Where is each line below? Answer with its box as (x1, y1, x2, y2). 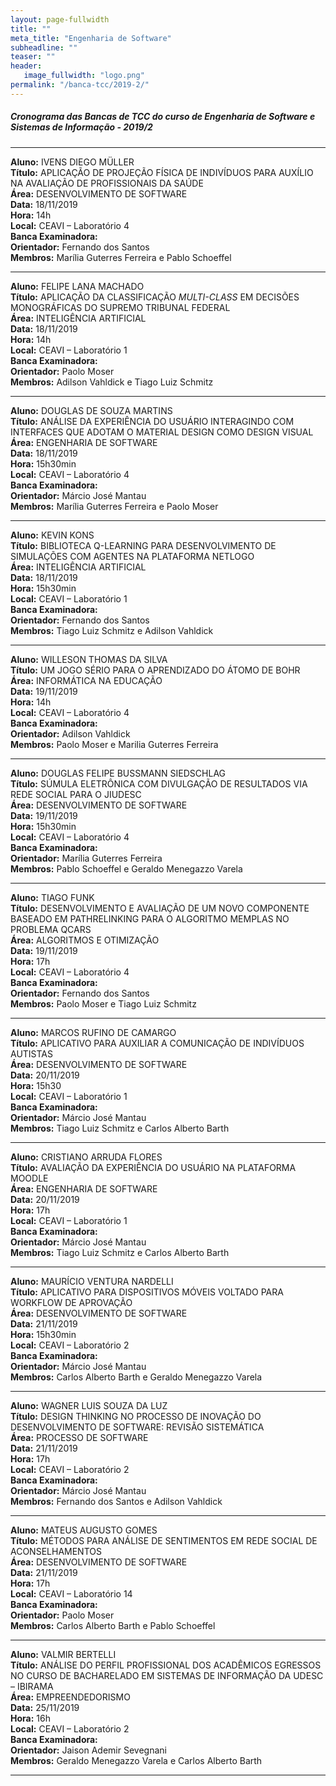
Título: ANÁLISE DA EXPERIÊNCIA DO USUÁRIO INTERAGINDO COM (10, 415, 295, 427)
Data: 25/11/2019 (10, 1701, 80, 1713)
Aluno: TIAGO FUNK (10, 891, 95, 903)
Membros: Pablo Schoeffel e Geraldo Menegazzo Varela (10, 862, 243, 875)
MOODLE (10, 1172, 49, 1184)
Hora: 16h (10, 1712, 51, 1724)
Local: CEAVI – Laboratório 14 (10, 1587, 133, 1600)
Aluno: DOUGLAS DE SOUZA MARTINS (10, 404, 173, 416)
